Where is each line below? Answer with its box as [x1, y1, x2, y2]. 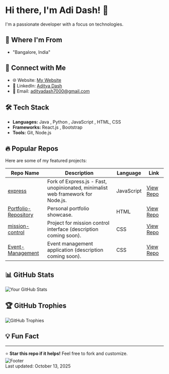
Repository [8, 211, 34, 218]
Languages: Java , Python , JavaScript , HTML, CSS [12, 119, 121, 125]
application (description [47, 246, 104, 253]
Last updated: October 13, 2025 [5, 363, 71, 369]
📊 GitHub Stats [5, 270, 54, 279]
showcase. [47, 211, 73, 218]
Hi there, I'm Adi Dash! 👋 [5, 5, 109, 16]
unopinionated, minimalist [47, 184, 108, 192]
